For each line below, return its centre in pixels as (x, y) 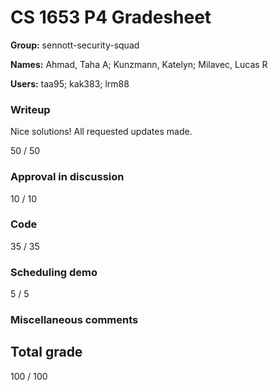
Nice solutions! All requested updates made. (101, 132)
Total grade (46, 352)
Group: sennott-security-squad (75, 45)
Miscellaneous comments (74, 320)
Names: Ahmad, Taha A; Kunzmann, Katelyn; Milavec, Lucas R (139, 64)
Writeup (30, 109)
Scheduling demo (54, 272)
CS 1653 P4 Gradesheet (111, 17)
